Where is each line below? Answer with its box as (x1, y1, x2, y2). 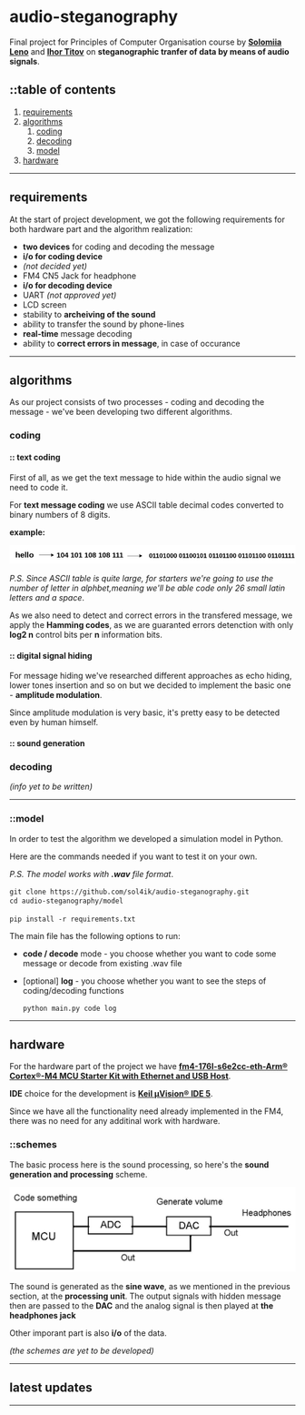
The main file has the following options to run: (9, 930, 181, 941)
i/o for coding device (22, 250, 103, 261)
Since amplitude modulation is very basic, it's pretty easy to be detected (9, 707, 280, 718)
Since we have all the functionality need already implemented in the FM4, (9, 1106, 284, 1117)
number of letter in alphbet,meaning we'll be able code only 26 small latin (9, 582, 286, 593)
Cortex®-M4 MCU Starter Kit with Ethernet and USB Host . (9, 1071, 231, 1082)
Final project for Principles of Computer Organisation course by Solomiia (9, 36, 282, 47)
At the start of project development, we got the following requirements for (9, 214, 286, 225)
